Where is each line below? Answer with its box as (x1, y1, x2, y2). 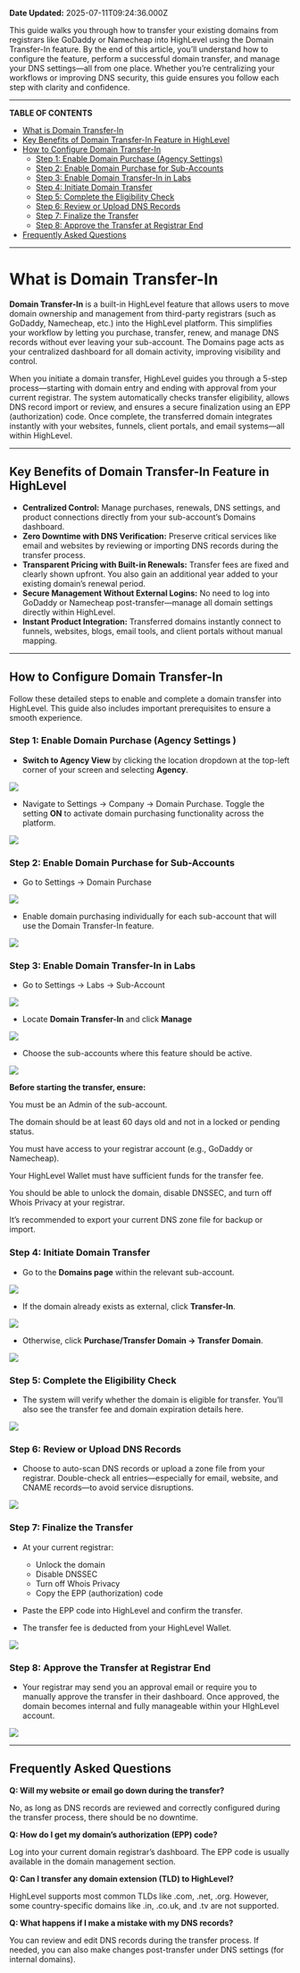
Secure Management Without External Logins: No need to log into (21, 588, 271, 598)
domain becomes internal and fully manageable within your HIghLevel (21, 1700, 279, 1711)
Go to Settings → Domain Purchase (21, 876, 152, 888)
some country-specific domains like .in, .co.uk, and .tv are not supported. (9, 1900, 279, 1910)
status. (9, 1126, 35, 1137)
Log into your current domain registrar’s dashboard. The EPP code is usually (9, 1846, 290, 1857)
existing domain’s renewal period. (21, 578, 146, 589)
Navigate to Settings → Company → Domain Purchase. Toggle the (21, 798, 265, 809)
